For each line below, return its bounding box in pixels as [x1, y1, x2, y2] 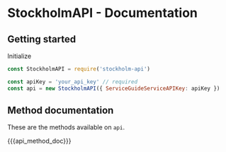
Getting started [7, 33, 77, 45]
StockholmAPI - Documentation [7, 5, 198, 21]
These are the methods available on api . [7, 123, 125, 131]
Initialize [7, 52, 32, 60]
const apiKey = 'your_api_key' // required [7, 78, 138, 86]
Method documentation [7, 105, 114, 117]
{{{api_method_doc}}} [7, 136, 72, 146]
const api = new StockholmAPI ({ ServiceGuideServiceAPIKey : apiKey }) [7, 85, 220, 92]
